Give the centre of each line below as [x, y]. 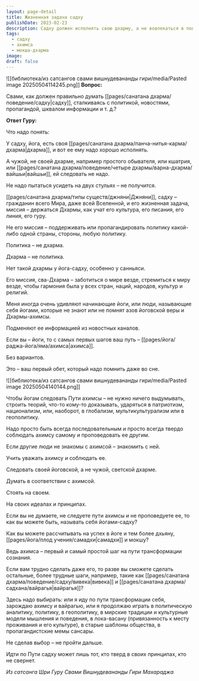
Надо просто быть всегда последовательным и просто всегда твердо [95, 428]
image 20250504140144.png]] [43, 386]
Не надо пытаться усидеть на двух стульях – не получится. [81, 185]
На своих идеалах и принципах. [46, 504]
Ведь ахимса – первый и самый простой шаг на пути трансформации [94, 551]
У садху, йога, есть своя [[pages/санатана [60, 143]
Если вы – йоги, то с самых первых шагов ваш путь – [73, 339]
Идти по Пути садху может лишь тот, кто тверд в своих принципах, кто [96, 654]
